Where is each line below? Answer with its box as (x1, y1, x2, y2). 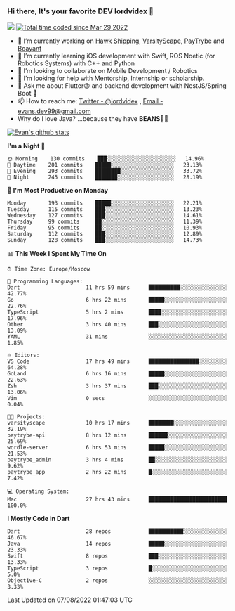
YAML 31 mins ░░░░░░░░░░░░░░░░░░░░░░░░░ (7, 333, 228, 340)
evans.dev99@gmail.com (17, 107, 91, 115)
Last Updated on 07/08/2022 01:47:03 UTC (7, 596, 133, 604)
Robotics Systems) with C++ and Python (17, 59, 135, 67)
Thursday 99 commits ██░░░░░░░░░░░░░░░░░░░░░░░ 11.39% (7, 218, 202, 226)
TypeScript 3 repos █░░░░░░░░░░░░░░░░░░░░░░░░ (7, 565, 228, 572)
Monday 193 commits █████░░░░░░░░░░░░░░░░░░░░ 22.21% (7, 200, 202, 207)
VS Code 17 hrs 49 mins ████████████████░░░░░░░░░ (7, 358, 228, 365)
